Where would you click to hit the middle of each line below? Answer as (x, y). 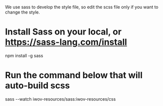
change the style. (22, 12)
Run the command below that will (74, 75)
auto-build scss (37, 86)
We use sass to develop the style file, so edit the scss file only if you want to (82, 7)
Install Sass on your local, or (63, 32)
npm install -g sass (24, 55)
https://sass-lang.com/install (66, 42)
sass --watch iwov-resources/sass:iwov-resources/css (61, 99)
